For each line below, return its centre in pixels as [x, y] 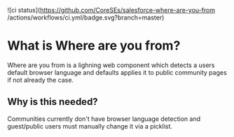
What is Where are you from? [94, 46]
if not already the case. [41, 80]
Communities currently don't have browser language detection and [104, 119]
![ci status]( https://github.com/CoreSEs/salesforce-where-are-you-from [111, 10]
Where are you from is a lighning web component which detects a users [111, 65]
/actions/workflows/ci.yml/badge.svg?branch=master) [86, 17]
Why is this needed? [53, 102]
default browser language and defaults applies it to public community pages [117, 72]
